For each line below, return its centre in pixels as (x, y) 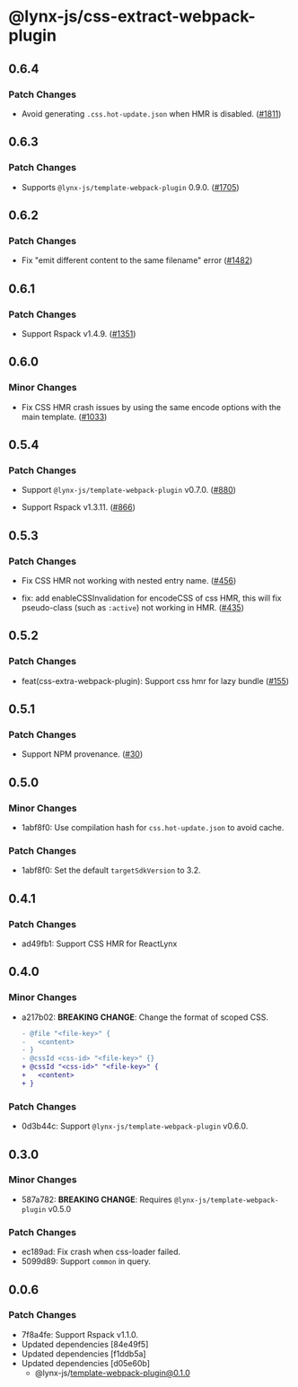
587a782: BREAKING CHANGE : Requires (96, 1199)
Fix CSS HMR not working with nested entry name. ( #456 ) (129, 580)
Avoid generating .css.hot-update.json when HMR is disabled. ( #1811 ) (151, 113)
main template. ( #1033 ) (64, 417)
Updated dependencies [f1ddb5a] (83, 1354)
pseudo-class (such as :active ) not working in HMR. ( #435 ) (132, 607)
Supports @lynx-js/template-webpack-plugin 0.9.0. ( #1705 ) (130, 187)
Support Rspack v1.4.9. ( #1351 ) (79, 333)
